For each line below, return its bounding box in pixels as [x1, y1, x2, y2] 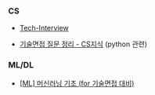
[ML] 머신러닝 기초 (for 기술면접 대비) [19, 79, 135, 88]
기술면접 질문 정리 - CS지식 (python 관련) [19, 39, 147, 49]
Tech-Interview [19, 24, 69, 33]
